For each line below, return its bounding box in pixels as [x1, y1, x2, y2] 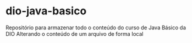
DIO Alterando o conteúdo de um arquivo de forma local [5, 30, 144, 37]
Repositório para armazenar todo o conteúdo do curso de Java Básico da [5, 24, 187, 31]
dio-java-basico [5, 4, 87, 18]
